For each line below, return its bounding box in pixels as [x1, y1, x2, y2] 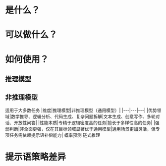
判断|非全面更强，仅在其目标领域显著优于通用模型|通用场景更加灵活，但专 [9, 126, 160, 132]
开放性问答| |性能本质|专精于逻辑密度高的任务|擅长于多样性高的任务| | [13, 119, 155, 125]
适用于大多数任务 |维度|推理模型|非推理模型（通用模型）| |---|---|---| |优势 [5, 107, 157, 113]
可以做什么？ [5, 29, 58, 40]
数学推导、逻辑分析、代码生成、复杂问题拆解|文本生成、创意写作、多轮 [10, 113, 156, 119]
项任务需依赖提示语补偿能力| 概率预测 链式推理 [5, 132, 101, 138]
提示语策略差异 [5, 151, 66, 163]
